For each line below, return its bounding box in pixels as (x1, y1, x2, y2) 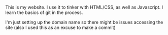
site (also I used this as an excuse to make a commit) (5, 24, 116, 30)
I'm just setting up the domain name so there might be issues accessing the (5, 19, 163, 25)
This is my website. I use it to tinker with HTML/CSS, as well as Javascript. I (5, 4, 163, 10)
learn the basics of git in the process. (5, 9, 83, 15)
